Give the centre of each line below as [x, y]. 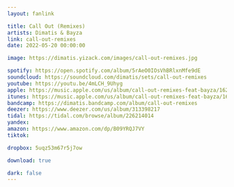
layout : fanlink [31, 14]
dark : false [24, 173]
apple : [17, 90]
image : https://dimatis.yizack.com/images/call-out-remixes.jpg [102, 58]
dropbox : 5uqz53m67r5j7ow [45, 148]
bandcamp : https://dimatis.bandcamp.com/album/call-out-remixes [102, 103]
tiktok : [18, 135]
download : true [29, 161]
